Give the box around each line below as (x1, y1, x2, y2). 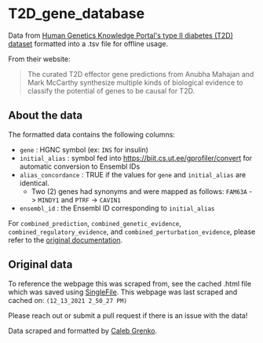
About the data (8, 109, 83, 122)
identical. (19, 178, 49, 188)
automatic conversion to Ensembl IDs (19, 162, 141, 171)
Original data (8, 258, 73, 272)
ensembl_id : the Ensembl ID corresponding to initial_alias (19, 203, 215, 213)
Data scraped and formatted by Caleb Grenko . (8, 326, 158, 335)
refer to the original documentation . (8, 235, 123, 244)
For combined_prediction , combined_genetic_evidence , (8, 218, 182, 228)
